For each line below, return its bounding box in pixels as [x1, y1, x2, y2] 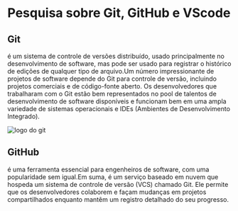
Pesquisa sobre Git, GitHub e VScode [7, 5, 231, 21]
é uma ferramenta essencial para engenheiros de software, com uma [7, 165, 210, 173]
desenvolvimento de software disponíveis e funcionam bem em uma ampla [7, 97, 227, 105]
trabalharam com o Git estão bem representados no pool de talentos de [7, 90, 217, 98]
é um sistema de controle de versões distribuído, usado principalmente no [7, 52, 225, 60]
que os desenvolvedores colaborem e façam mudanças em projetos [7, 188, 207, 196]
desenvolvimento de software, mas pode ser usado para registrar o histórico [7, 59, 232, 68]
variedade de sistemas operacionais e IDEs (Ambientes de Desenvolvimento [7, 105, 231, 113]
